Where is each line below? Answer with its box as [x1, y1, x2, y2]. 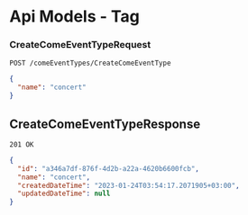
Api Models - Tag [9, 6, 140, 27]
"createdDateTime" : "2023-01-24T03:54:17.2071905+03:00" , [17, 181, 241, 190]
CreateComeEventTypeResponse [9, 116, 201, 131]
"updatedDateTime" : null [17, 189, 111, 199]
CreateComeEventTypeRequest [9, 39, 152, 51]
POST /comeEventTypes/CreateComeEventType [9, 58, 171, 68]
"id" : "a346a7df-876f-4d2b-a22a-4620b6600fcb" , [17, 164, 200, 173]
